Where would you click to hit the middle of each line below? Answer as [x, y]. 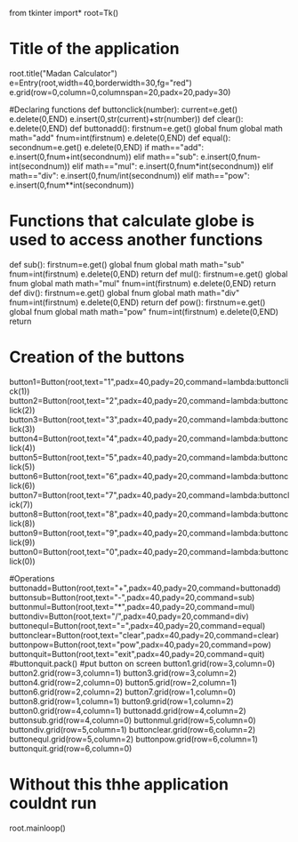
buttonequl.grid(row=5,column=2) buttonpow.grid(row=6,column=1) [133, 739]
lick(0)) [22, 561]
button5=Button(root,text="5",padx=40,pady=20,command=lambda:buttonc [149, 457]
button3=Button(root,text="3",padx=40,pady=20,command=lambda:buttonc [149, 419]
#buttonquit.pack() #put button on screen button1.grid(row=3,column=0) [142, 663]
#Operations [32, 578]
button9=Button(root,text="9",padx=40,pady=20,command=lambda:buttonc [149, 533]
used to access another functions [136, 240]
